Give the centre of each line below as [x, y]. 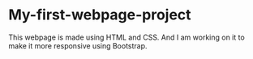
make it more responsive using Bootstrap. [78, 45]
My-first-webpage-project [100, 15]
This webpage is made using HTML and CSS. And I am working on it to [126, 37]
